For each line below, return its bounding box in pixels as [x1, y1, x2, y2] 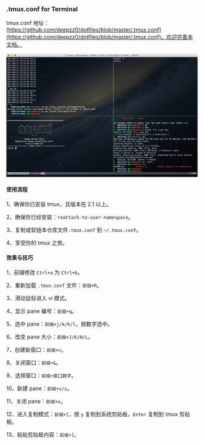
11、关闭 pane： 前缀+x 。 [6, 398, 66, 405]
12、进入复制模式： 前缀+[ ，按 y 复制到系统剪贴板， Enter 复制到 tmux [6, 411, 178, 418]
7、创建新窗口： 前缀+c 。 [6, 346, 67, 354]
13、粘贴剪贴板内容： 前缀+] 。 [6, 431, 80, 439]
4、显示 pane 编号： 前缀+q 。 [6, 308, 78, 315]
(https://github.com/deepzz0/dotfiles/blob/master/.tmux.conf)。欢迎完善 [6, 33, 188, 41]
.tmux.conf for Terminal [6, 5, 78, 13]
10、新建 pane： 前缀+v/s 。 [6, 385, 73, 392]
